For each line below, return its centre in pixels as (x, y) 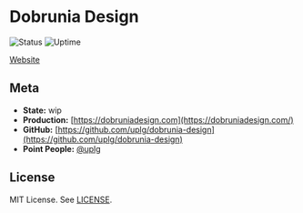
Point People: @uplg (62, 148)
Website (25, 59)
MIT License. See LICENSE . (61, 199)
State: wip (42, 110)
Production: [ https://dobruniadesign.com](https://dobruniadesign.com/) (158, 119)
